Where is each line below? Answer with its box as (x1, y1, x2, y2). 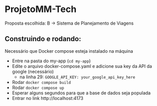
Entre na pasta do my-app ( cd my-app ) (12, 58, 91, 64)
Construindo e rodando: (5, 35, 82, 43)
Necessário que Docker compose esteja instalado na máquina (5, 48, 133, 54)
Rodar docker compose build (12, 79, 71, 85)
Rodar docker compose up (12, 84, 64, 90)
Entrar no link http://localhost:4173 (12, 95, 84, 101)
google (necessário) (12, 68, 54, 74)
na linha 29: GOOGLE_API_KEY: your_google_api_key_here (19, 74, 135, 80)
